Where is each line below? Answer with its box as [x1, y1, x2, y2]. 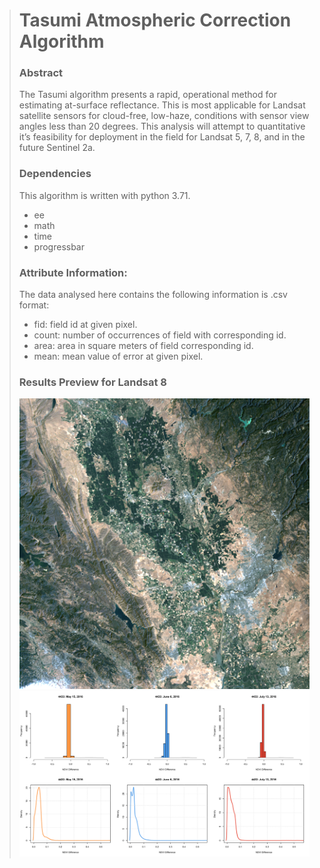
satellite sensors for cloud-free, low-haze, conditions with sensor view [18, 110, 310, 122]
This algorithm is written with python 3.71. [18, 189, 191, 201]
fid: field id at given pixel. [33, 319, 138, 331]
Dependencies [18, 167, 92, 181]
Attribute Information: [18, 265, 128, 279]
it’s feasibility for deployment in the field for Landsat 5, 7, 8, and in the [18, 131, 306, 143]
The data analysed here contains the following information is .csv [18, 289, 288, 301]
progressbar [33, 240, 86, 253]
